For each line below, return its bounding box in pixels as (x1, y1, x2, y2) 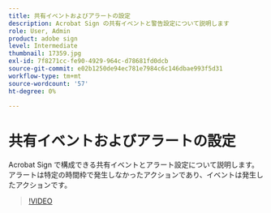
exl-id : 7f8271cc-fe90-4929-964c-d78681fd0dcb (8, 58, 169, 66)
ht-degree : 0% (8, 87, 57, 96)
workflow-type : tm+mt (8, 72, 82, 80)
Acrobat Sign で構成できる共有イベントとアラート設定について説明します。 (8, 160, 260, 170)
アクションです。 (15, 180, 71, 190)
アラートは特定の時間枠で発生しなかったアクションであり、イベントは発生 (8, 170, 257, 180)
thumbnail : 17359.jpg (8, 49, 82, 58)
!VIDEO (28, 196, 53, 207)
